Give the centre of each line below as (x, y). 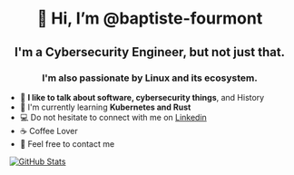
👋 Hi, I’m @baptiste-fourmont (150, 19)
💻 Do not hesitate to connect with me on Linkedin (113, 117)
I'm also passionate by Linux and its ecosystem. (150, 78)
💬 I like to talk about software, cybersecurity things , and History (142, 97)
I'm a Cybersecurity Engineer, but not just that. (150, 52)
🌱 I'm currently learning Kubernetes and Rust (105, 107)
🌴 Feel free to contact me (67, 143)
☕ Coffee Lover (49, 131)
